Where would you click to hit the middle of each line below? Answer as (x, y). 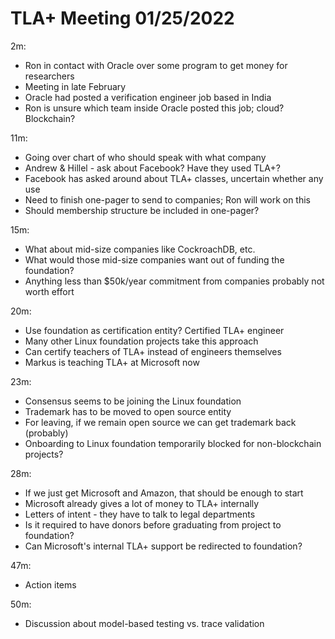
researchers (49, 76)
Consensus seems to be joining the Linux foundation (133, 401)
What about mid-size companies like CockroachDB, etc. (140, 249)
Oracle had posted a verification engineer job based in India (148, 97)
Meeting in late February (75, 86)
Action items (50, 584)
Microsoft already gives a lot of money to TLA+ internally (142, 503)
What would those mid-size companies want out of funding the (154, 259)
